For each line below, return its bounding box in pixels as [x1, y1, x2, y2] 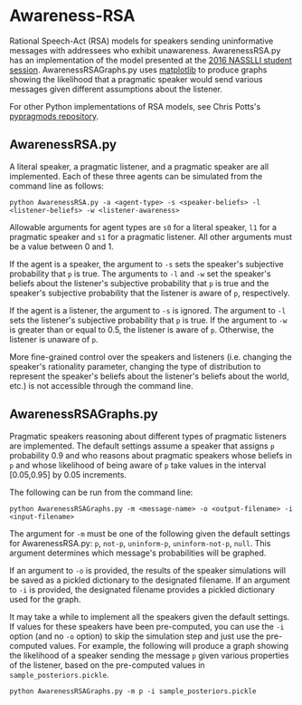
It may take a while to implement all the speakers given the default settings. [9, 611, 290, 622]
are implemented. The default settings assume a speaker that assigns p [9, 440, 275, 451]
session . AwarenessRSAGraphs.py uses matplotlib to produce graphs [9, 64, 268, 75]
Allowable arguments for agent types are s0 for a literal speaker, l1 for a [9, 221, 278, 232]
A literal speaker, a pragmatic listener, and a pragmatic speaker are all [9, 160, 269, 172]
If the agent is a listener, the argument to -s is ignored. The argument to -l [9, 304, 287, 315]
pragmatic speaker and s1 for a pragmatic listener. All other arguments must [9, 231, 292, 242]
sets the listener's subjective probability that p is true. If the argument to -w [9, 314, 288, 325]
